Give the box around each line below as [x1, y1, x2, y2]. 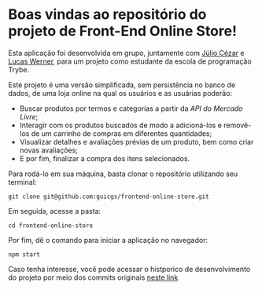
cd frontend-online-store [8, 222, 93, 229]
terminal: [8, 177, 37, 186]
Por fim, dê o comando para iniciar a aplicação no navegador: [8, 235, 208, 244]
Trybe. [8, 64, 30, 74]
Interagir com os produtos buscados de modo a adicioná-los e [19, 120, 223, 130]
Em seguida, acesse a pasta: [8, 206, 101, 215]
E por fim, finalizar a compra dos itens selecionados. [19, 153, 190, 163]
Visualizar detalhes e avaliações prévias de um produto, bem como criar [19, 137, 254, 146]
